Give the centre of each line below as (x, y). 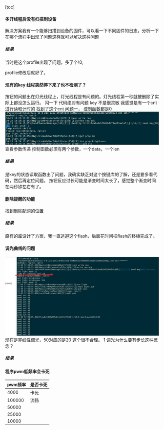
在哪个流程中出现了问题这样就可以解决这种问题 (52, 37)
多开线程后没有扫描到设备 (31, 19)
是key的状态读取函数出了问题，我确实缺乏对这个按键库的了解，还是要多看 (79, 175)
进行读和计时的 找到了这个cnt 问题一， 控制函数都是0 (59, 109)
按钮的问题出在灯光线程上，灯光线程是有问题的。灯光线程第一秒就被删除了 (80, 97)
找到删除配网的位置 (24, 211)
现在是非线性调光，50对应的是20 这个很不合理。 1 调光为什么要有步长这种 (79, 340)
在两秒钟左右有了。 (24, 187)
